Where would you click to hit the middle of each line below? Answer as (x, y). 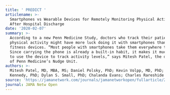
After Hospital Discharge (37, 24)
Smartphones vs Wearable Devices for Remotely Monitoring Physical (82, 19)
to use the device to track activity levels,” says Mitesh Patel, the (86, 57)
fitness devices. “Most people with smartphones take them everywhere (86, 47)
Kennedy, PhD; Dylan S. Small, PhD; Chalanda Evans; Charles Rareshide (87, 75)
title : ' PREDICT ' (26, 10)
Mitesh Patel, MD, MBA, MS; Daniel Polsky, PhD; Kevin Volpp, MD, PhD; (87, 71)
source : (13, 80)
